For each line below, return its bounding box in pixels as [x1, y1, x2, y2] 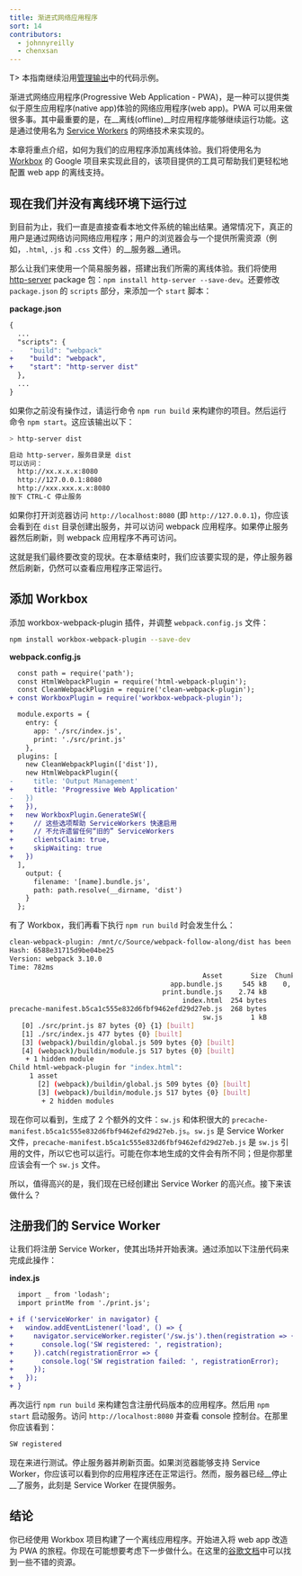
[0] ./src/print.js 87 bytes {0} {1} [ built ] [21, 1021, 195, 1030]
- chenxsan [17, 47, 58, 56]
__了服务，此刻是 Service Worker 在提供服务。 [9, 1479, 182, 1490]
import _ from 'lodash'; [17, 1290, 111, 1300]
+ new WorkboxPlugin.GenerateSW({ [9, 810, 147, 819]
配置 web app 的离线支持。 [9, 167, 110, 178]
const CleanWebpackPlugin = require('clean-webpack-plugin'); [17, 685, 255, 694]
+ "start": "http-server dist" [9, 363, 139, 372]
